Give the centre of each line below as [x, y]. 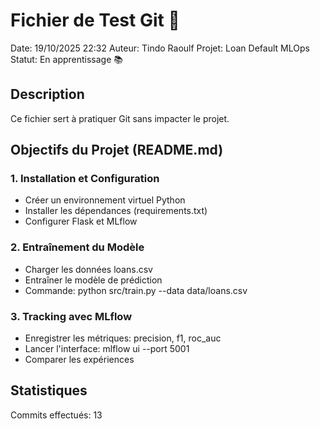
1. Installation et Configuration [85, 179]
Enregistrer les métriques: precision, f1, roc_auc [123, 338]
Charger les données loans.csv [88, 269]
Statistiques [49, 390]
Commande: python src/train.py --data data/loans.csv [136, 290]
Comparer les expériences [79, 360]
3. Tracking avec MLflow [71, 316]
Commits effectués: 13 [56, 415]
